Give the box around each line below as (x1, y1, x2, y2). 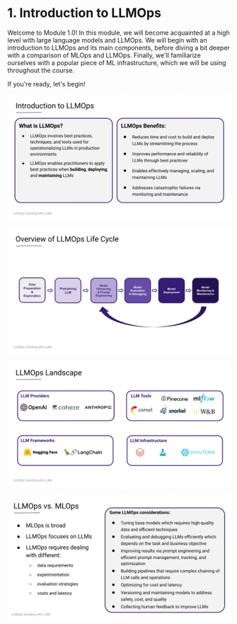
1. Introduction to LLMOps (7, 5, 161, 21)
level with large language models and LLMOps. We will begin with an (7, 35, 207, 44)
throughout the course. (7, 66, 75, 74)
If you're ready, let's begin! (7, 79, 86, 88)
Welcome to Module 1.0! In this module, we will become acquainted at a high (7, 28, 230, 37)
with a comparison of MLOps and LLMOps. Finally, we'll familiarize (7, 51, 202, 59)
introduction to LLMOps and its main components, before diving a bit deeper (7, 43, 230, 52)
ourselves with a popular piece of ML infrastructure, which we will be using (7, 58, 226, 67)
